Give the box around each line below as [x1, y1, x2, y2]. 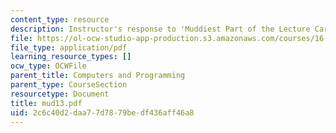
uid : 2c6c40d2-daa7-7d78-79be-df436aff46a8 [10, 107, 195, 118]
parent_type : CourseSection [10, 80, 128, 90]
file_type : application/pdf [10, 42, 128, 53]
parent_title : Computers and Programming [10, 71, 186, 81]
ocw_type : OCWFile [10, 61, 87, 71]
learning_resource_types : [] [10, 52, 132, 62]
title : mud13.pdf [10, 98, 83, 108]
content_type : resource [10, 14, 110, 25]
